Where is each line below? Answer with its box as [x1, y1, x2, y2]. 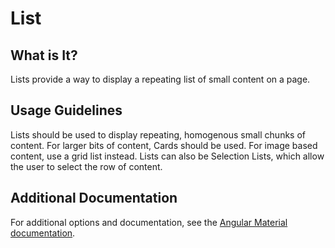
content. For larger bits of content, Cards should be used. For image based [10, 139, 318, 151]
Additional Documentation [10, 190, 178, 207]
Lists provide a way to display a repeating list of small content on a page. [10, 73, 311, 85]
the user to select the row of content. [10, 160, 163, 172]
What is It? [10, 47, 78, 64]
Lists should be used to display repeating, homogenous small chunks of [10, 128, 307, 141]
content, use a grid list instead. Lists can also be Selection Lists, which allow [10, 150, 325, 162]
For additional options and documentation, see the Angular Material [10, 216, 288, 228]
